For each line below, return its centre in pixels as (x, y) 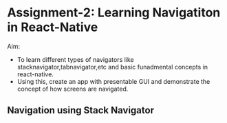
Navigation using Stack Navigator (81, 110)
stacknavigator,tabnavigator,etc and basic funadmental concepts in (112, 67)
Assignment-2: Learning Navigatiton (114, 13)
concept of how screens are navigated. (73, 89)
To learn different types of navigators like (75, 59)
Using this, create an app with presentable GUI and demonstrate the (113, 81)
